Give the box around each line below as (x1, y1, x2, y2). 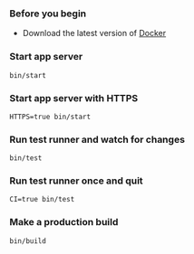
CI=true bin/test (9, 195, 75, 204)
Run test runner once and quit (9, 174, 143, 187)
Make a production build (9, 216, 119, 229)
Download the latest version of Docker (22, 28, 167, 39)
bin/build (9, 236, 47, 246)
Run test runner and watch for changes (9, 133, 186, 146)
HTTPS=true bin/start (9, 112, 92, 121)
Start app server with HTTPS (9, 91, 139, 104)
